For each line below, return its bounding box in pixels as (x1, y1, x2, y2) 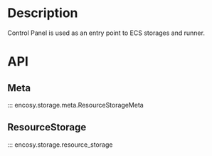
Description (7, 5, 78, 21)
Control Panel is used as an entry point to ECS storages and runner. (7, 28, 205, 37)
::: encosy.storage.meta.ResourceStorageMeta (7, 100, 144, 109)
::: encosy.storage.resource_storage (7, 140, 113, 149)
